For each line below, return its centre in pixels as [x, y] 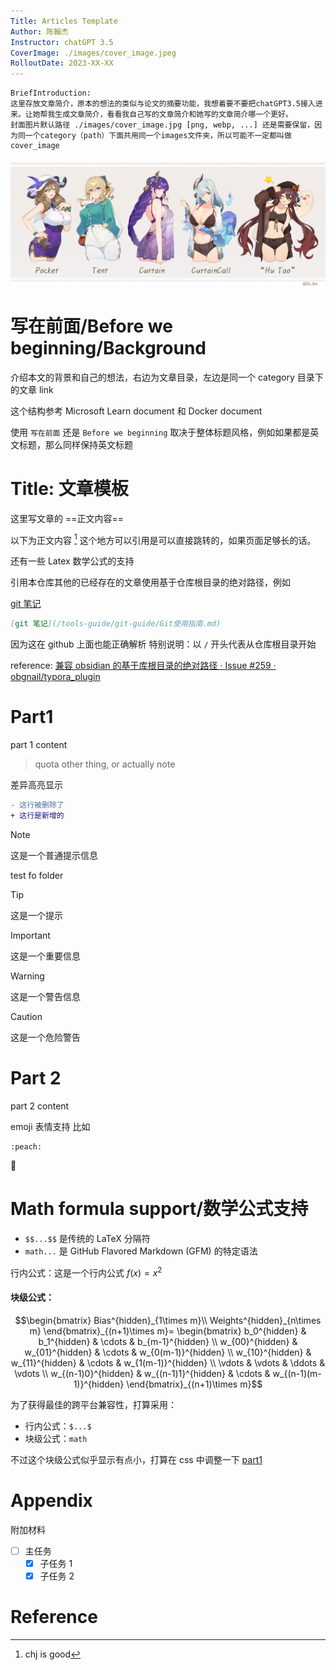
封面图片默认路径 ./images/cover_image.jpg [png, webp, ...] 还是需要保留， [162, 125]
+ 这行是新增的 [37, 816]
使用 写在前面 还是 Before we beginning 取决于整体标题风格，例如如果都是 [160, 432]
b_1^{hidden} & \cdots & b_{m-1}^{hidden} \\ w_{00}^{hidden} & [168, 1341]
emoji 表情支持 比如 [50, 1126]
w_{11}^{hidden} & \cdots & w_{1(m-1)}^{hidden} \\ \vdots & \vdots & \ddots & [168, 1362]
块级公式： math [56, 1438]
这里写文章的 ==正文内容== [67, 518]
